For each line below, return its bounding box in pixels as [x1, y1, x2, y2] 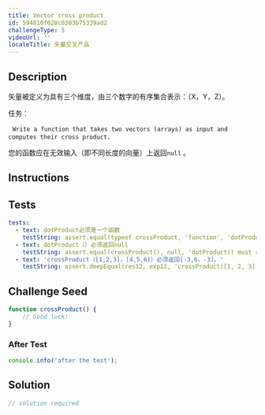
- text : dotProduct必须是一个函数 [15, 226, 121, 235]
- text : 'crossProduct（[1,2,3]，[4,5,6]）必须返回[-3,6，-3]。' [15, 255, 224, 264]
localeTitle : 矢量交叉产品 [8, 41, 90, 49]
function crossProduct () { [8, 306, 97, 313]
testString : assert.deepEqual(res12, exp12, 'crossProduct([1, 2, [22, 263, 245, 271]
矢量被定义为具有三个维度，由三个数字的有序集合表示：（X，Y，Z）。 [8, 91, 230, 101]
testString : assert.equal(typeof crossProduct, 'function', [22, 233, 224, 241]
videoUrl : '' [8, 33, 51, 42]
